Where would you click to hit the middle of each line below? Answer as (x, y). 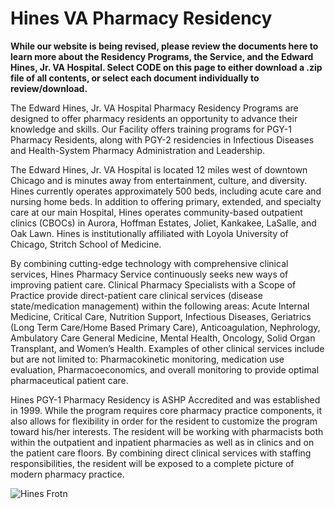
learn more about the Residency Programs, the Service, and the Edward (162, 56)
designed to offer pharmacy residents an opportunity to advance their (154, 118)
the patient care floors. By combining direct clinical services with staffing (161, 453)
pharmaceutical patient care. (69, 380)
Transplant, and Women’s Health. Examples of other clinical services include (167, 348)
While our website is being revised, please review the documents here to (164, 46)
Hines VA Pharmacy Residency (141, 18)
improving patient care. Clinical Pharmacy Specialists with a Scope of (153, 284)
